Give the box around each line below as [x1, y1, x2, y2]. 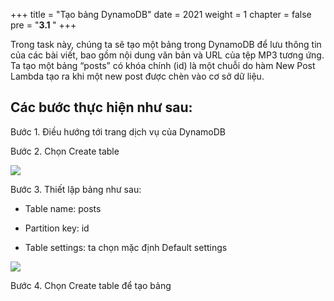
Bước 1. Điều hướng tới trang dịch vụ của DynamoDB [10, 125, 226, 138]
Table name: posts [24, 202, 102, 214]
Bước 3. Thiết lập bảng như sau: [10, 183, 142, 195]
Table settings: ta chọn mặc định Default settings [24, 241, 228, 253]
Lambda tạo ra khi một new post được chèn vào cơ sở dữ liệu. [10, 70, 265, 82]
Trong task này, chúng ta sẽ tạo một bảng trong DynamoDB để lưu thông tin [10, 39, 322, 50]
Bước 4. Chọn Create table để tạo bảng [10, 279, 172, 291]
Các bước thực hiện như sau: [10, 99, 193, 116]
